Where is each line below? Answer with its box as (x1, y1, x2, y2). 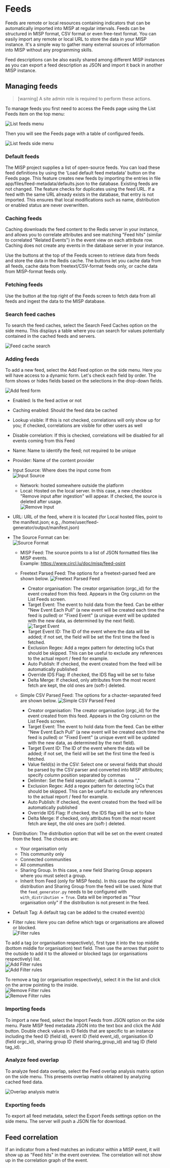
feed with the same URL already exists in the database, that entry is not (5, 191, 154, 198)
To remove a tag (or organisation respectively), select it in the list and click (5, 977, 160, 983)
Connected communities (20, 857, 72, 863)
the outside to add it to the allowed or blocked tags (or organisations (5, 950, 148, 957)
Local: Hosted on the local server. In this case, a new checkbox (20, 488, 152, 494)
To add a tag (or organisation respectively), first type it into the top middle (5, 940, 159, 946)
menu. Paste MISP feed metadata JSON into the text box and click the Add (5, 1022, 161, 1029)
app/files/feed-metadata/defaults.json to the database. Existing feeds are (5, 181, 158, 187)
